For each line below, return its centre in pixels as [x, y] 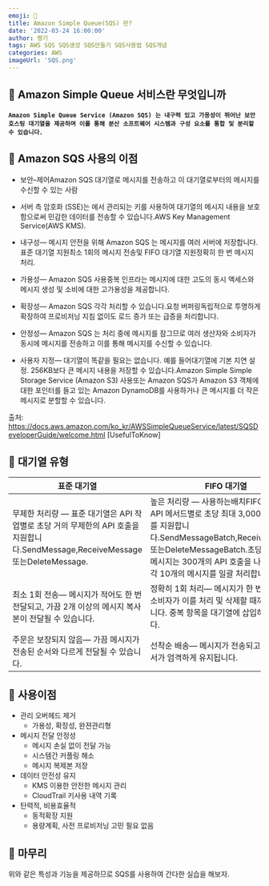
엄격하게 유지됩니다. [203, 658]
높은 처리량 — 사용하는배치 [198, 502]
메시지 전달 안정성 [48, 736]
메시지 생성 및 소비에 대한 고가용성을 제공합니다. [94, 289]
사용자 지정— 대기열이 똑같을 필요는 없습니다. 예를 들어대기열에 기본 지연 [133, 360]
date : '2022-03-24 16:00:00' [57, 30]
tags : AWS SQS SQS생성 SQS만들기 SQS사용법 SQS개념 [88, 46]
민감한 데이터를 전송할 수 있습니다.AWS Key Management [139, 216]
